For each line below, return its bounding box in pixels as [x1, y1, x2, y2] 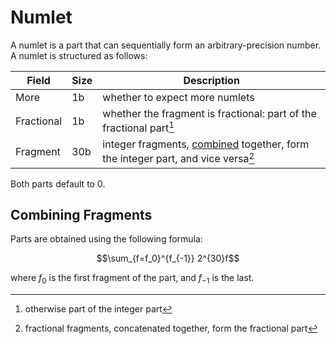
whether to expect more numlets [102, 90, 255, 104]
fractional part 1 [102, 119, 175, 135]
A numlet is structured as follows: [10, 49, 148, 61]
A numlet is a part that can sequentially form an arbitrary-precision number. [10, 39, 322, 51]
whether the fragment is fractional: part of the [102, 106, 317, 120]
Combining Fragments [10, 206, 153, 223]
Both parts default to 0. [10, 177, 106, 190]
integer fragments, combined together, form [102, 137, 310, 151]
